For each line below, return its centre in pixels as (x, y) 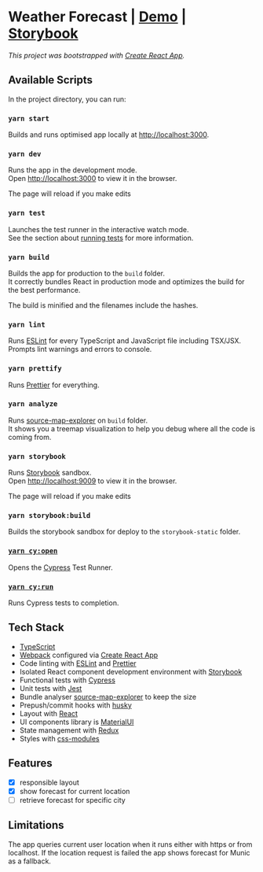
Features (30, 763)
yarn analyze (33, 404)
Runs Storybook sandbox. (50, 473)
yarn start (29, 118)
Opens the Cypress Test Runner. (61, 567)
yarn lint (27, 324)
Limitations (36, 825)
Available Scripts (50, 80)
